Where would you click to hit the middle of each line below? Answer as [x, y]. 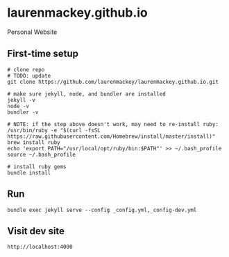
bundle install [29, 172]
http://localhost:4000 [40, 247]
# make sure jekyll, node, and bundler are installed [87, 94]
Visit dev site [36, 231]
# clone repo [26, 70]
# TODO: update [29, 76]
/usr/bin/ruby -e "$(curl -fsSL [54, 130]
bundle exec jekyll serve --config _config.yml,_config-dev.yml [102, 210]
